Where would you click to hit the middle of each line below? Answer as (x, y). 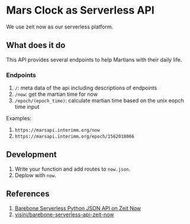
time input (27, 107)
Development (32, 155)
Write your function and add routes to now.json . (73, 169)
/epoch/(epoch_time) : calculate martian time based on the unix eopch (99, 101)
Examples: (19, 119)
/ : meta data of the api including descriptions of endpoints (86, 88)
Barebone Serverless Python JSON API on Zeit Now (78, 208)
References (28, 194)
